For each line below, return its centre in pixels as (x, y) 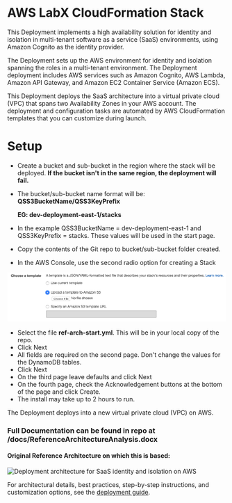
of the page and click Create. (59, 392)
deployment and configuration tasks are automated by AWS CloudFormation (116, 111)
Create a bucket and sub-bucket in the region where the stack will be (116, 166)
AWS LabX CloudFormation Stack (106, 13)
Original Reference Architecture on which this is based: (89, 456)
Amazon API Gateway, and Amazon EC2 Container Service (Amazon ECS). (114, 82)
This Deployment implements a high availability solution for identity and (109, 32)
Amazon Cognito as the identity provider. (66, 47)
